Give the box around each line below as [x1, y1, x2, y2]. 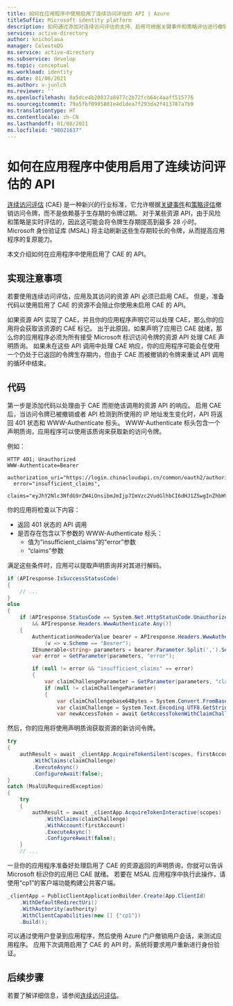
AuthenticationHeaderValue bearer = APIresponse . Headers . [32, 633, 203, 640]
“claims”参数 [27, 546, 64, 554]
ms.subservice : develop [7, 56, 76, 63]
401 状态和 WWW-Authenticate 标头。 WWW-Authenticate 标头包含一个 [15, 418, 221, 426]
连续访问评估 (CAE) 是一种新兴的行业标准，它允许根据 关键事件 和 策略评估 [7, 200, 216, 209]
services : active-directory [7, 29, 89, 37]
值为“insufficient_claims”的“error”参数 [27, 537, 137, 546]
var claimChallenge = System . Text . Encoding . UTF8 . [56, 704, 203, 711]
